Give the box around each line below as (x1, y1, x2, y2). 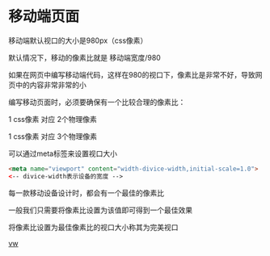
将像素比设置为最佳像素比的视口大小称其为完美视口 (8, 222, 179, 232)
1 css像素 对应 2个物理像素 (8, 114, 97, 124)
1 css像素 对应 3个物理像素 (8, 131, 97, 141)
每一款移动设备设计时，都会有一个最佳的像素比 (8, 187, 164, 198)
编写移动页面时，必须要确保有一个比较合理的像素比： (8, 97, 186, 107)
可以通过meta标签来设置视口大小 (8, 149, 117, 158)
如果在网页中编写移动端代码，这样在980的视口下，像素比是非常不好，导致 (8, 69, 256, 79)
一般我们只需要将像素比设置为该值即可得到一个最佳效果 (8, 205, 192, 215)
